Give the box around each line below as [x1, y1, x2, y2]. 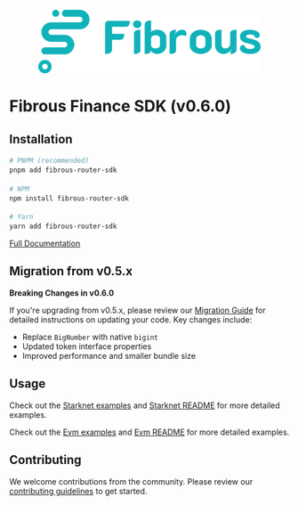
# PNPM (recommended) [9, 157, 90, 166]
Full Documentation [9, 238, 81, 249]
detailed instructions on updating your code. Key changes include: [9, 314, 253, 325]
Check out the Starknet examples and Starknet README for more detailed [9, 400, 280, 411]
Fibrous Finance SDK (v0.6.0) [9, 96, 231, 117]
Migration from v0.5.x [9, 264, 133, 279]
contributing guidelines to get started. [9, 485, 148, 496]
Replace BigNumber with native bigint [21, 331, 158, 342]
